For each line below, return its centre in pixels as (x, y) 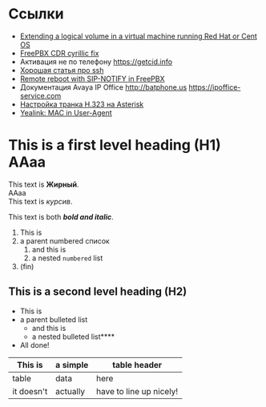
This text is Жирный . (44, 184)
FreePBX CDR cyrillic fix (59, 53)
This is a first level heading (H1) (115, 145)
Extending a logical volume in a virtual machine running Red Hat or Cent (139, 36)
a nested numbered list (67, 258)
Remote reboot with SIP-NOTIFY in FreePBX (92, 79)
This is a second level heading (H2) (98, 292)
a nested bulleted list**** (73, 336)
